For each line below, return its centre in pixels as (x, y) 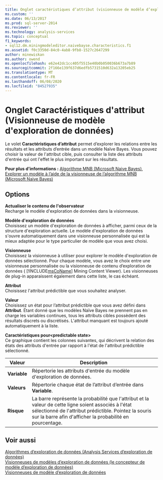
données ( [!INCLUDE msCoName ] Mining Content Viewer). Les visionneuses (81, 271)
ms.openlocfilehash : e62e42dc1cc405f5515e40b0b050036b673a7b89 (70, 63)
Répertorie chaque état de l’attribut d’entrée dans (88, 385)
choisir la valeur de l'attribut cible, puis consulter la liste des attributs (74, 154)
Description (94, 363)
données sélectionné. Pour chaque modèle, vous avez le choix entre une (78, 261)
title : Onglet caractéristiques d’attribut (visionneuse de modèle (75, 9)
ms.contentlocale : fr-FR (30, 77)
